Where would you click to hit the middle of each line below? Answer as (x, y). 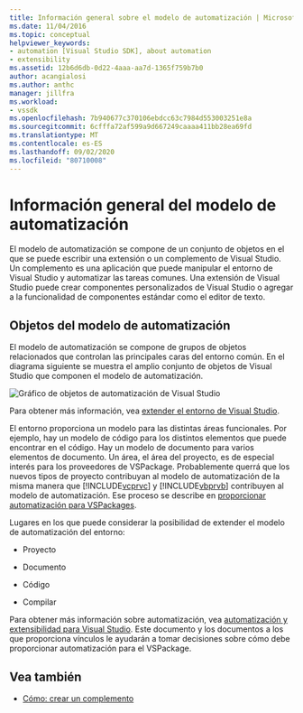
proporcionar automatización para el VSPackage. (101, 648)
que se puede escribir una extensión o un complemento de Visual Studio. (145, 259)
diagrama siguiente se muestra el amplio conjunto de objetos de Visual (141, 366)
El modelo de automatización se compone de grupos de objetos (128, 347)
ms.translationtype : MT (54, 135)
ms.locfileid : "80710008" (58, 160)
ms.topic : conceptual (50, 34)
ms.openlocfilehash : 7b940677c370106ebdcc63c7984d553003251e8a (131, 118)
